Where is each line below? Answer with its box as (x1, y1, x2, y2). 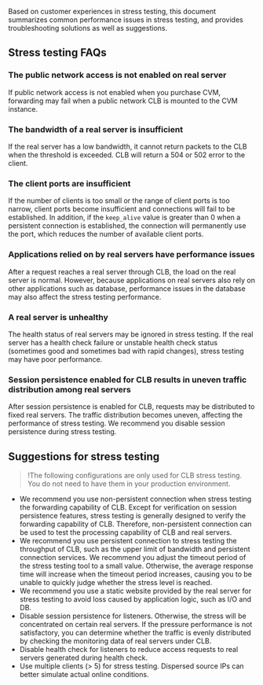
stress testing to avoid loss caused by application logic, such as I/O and (19, 594, 252, 604)
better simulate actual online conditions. (19, 669, 149, 679)
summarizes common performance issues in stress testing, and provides (8, 15, 243, 24)
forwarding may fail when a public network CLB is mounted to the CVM (8, 96, 238, 105)
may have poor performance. (8, 354, 103, 364)
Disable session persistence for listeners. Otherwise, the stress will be (19, 611, 247, 621)
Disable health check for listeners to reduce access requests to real (19, 644, 239, 654)
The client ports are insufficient (8, 178, 131, 189)
